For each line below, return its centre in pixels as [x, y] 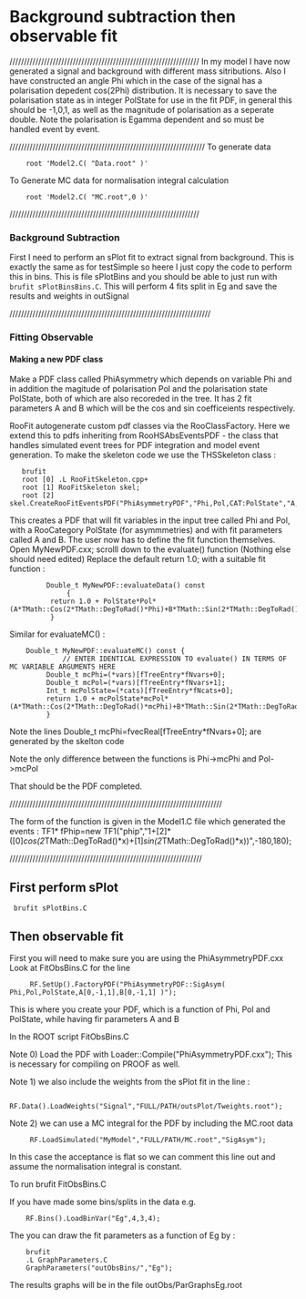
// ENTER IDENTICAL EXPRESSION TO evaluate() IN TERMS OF [174, 659]
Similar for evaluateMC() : [57, 634]
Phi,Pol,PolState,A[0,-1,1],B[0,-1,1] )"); [93, 992]
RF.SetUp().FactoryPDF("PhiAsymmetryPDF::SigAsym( [127, 984]
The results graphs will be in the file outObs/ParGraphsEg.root [126, 1284]
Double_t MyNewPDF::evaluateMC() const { [105, 651]
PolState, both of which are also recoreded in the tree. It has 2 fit [131, 399]
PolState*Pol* [130, 602]
